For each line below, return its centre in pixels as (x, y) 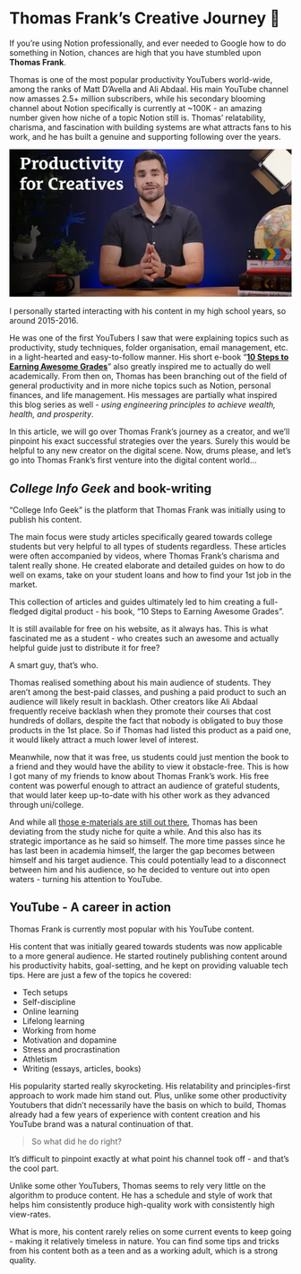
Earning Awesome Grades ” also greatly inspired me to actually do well (140, 367)
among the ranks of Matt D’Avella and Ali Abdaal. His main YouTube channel (149, 89)
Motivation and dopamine (69, 1040)
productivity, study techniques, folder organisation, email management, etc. (149, 348)
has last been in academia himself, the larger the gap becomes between (142, 851)
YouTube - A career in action (90, 908)
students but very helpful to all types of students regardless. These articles (148, 547)
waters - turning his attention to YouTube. (86, 880)
